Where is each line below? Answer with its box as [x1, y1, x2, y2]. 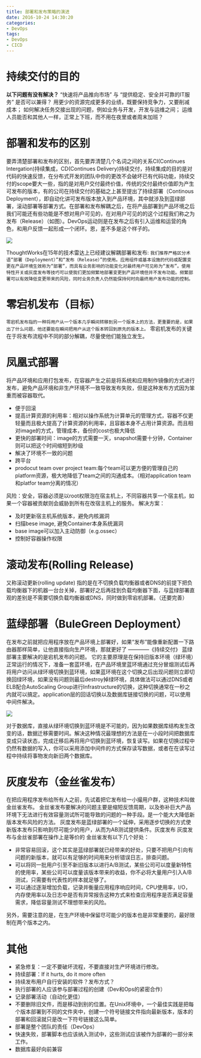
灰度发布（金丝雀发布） [6, 775, 122, 789]
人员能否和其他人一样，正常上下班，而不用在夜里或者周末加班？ [6, 113, 163, 120]
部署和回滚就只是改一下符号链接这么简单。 [14, 1015, 120, 1023]
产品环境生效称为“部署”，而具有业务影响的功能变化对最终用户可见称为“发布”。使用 [14, 263, 191, 269]
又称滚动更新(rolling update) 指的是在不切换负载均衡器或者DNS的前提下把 [6, 579, 188, 586]
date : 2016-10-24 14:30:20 [6, 14, 74, 20]
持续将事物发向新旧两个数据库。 [16, 752, 96, 759]
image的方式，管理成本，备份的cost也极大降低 [20, 427, 136, 434]
